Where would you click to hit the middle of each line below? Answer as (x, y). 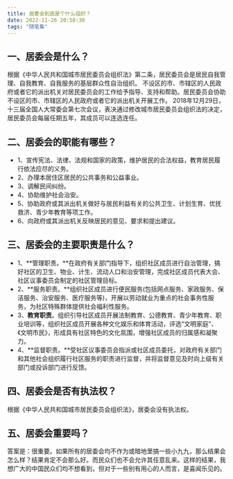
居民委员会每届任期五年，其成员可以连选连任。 (74, 118)
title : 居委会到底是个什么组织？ (49, 14)
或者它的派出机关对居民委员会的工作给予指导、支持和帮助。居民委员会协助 (119, 92)
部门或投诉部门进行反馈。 (54, 367)
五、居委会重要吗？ (48, 433)
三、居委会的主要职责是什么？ (71, 245)
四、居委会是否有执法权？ (62, 391)
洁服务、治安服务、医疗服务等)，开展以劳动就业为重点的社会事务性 (112, 298)
